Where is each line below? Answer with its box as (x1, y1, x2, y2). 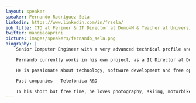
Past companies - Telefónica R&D (16, 78, 98, 84)
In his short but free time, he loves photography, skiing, (16, 88, 166, 94)
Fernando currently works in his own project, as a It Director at (16, 56, 184, 63)
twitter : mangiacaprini (5, 30, 64, 36)
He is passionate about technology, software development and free (16, 68, 184, 73)
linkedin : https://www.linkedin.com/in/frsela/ (5, 19, 124, 25)
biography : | (5, 41, 37, 47)
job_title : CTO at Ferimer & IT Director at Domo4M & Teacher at (5, 24, 168, 31)
